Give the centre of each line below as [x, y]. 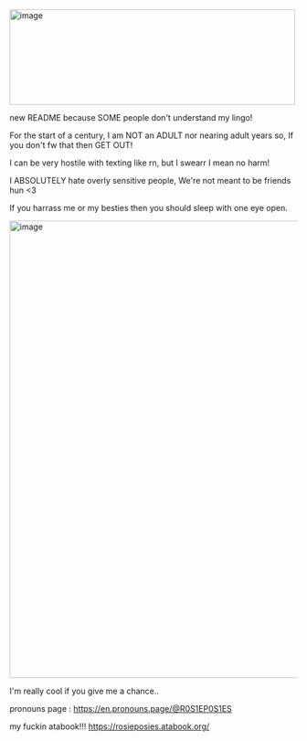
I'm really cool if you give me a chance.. [85, 691]
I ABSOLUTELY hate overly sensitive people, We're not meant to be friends [150, 180]
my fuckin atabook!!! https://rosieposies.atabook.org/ [110, 726]
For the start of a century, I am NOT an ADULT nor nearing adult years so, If [152, 135]
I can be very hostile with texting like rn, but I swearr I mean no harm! [140, 163]
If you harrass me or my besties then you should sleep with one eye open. [148, 208]
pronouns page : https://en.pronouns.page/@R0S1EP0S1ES [121, 709]
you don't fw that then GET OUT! [71, 145]
